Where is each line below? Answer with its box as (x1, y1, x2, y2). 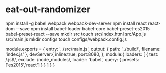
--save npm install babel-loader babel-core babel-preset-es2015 (16, 25, 150, 31)
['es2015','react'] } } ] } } (5, 62, 55, 68)
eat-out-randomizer (5, 4, 91, 15)
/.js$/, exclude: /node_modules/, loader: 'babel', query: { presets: (5, 56, 139, 62)
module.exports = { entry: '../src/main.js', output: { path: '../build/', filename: (5, 46, 161, 52)
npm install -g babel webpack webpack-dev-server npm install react (5, 20, 147, 26)
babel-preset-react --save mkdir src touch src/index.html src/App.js (5, 31, 146, 37)
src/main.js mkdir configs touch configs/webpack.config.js (5, 36, 127, 42)
